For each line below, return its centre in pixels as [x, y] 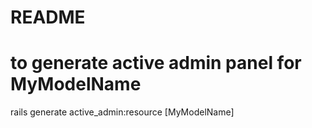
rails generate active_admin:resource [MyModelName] [122, 112]
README [48, 17]
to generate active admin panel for [156, 63]
